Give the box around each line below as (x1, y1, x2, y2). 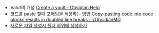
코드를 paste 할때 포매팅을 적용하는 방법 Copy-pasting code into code (10, 11, 154, 17)
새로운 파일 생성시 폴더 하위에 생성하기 (10, 22, 87, 28)
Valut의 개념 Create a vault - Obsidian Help (10, 5, 100, 10)
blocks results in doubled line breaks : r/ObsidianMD (10, 17, 121, 22)
